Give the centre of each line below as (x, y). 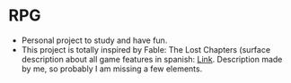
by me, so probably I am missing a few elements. (112, 69)
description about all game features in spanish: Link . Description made (152, 59)
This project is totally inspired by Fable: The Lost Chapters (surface (146, 49)
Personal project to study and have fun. (94, 40)
